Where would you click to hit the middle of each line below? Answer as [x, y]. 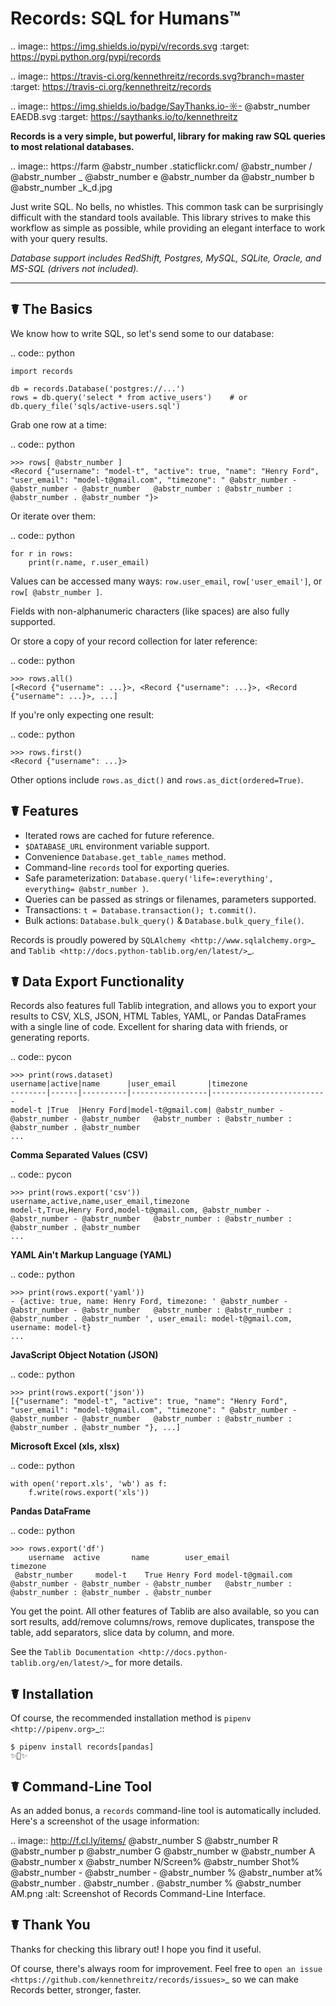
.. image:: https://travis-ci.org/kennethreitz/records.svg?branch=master [157, 76]
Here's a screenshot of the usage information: [105, 1821]
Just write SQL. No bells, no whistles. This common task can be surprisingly [167, 206]
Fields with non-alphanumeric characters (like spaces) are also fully [150, 611]
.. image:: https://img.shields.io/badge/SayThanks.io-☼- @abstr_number [160, 106]
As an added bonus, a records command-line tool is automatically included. [166, 1810]
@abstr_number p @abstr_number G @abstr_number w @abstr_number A [163, 1851]
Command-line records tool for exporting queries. [127, 867]
